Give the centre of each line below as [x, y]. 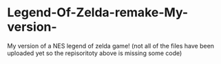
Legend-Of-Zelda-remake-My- [97, 13]
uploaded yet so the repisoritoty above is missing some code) [95, 53]
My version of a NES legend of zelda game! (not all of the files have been [111, 46]
